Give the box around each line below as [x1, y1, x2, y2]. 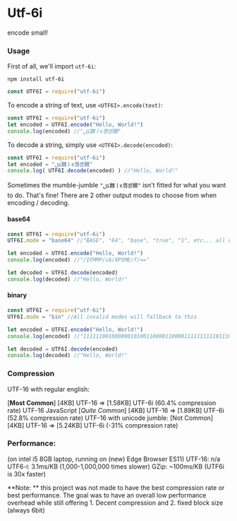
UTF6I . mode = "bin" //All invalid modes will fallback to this [7, 313, 197, 320]
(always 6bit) [7, 505, 45, 514]
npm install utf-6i [7, 76, 65, 83]
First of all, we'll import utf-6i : [7, 62, 97, 71]
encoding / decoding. [7, 199, 70, 207]
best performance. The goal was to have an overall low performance [7, 491, 207, 499]
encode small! [7, 28, 48, 37]
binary [7, 291, 27, 300]
